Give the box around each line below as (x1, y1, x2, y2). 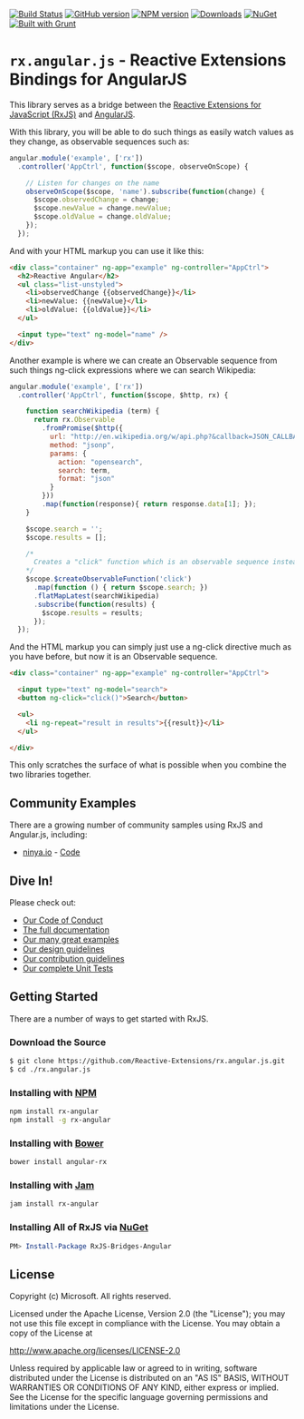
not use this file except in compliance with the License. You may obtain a (9, 1318, 280, 1329)
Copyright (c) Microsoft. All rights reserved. (9, 1291, 172, 1302)
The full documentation (22, 925, 110, 935)
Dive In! (9, 873, 53, 888)
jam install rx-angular (9, 1199, 100, 1209)
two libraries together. (9, 769, 92, 780)
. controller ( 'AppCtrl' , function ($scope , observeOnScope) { (17, 161, 249, 171)
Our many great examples (22, 935, 119, 945)
